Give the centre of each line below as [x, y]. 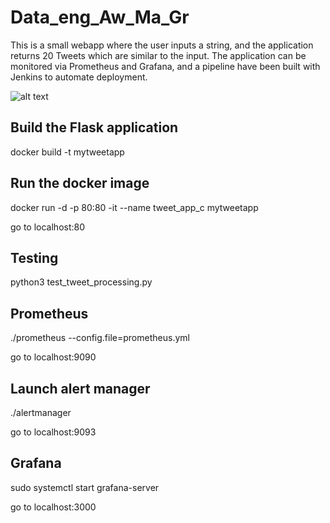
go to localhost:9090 [53, 357]
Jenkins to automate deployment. [79, 77]
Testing [34, 257]
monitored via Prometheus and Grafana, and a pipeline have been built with [165, 66]
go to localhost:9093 [53, 432]
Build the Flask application [94, 127]
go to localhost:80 [48, 227]
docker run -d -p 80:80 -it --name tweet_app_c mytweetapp [134, 207]
